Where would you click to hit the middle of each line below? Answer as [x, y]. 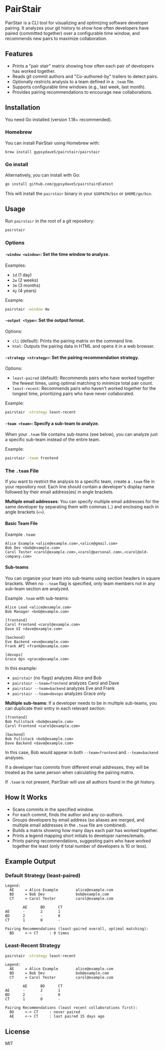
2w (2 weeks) [25, 280]
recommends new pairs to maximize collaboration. [56, 38]
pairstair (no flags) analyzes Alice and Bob [57, 678]
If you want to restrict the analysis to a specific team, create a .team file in [80, 481]
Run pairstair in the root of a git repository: [50, 221]
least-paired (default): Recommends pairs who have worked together [83, 378]
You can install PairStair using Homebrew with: [52, 143]
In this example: [21, 668]
